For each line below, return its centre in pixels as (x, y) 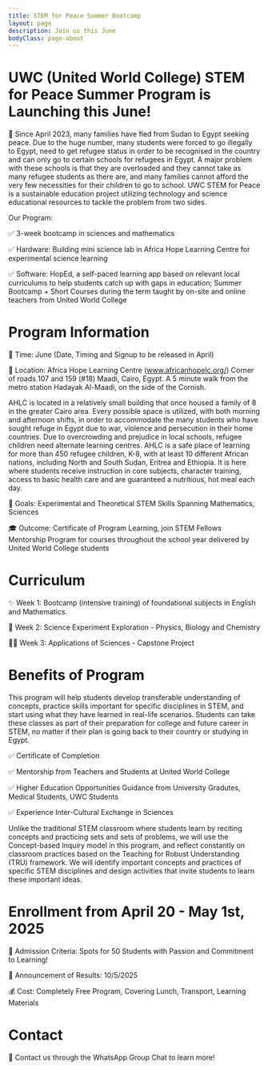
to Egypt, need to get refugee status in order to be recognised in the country (134, 151)
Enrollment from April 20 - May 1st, (126, 912)
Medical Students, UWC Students (63, 796)
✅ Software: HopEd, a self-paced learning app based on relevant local (124, 274)
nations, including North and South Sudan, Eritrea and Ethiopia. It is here (127, 463)
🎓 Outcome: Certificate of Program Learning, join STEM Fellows (115, 528)
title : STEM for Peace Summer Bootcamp (75, 16)
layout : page (30, 23)
